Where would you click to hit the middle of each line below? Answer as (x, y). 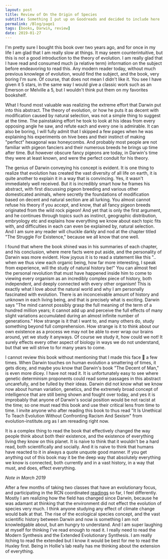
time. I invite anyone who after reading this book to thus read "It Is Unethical (83, 410)
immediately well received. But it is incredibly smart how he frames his (77, 184)
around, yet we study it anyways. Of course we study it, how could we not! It (84, 337)
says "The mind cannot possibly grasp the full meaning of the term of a (78, 305)
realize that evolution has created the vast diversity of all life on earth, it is (81, 173)
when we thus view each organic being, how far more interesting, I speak (81, 262)
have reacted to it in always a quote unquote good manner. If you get (76, 452)
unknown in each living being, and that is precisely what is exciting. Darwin (82, 300)
